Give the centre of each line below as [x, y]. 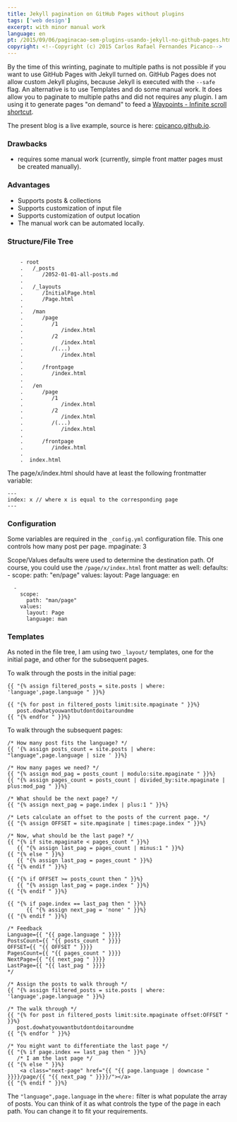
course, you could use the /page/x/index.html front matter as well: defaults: [118, 568]
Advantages [29, 185]
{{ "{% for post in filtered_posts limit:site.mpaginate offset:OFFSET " [118, 1015]
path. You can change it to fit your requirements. [78, 1111]
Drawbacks [27, 143]
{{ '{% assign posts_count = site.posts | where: [82, 750]
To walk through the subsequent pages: [65, 730]
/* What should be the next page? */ [63, 799]
